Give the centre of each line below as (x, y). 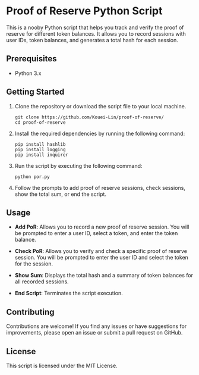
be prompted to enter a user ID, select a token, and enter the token (96, 233)
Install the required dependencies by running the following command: (100, 133)
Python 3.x (28, 73)
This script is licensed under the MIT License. (62, 365)
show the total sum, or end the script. (61, 194)
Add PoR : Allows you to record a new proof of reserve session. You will (102, 227)
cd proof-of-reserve (40, 122)
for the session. (34, 264)
